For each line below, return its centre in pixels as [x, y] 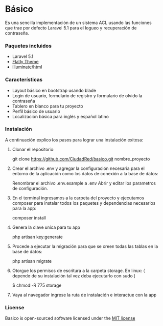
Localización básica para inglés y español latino [60, 116]
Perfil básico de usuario [36, 111]
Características [24, 80]
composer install [29, 217]
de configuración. [30, 188]
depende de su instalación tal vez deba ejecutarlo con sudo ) [74, 275]
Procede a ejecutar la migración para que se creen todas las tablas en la [85, 246]
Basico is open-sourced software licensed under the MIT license [70, 318]
